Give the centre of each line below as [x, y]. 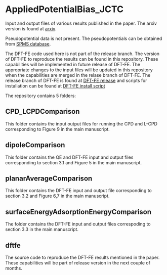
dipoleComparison [35, 145]
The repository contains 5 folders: [40, 96]
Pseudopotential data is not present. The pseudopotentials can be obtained [84, 38]
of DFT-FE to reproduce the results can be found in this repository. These [82, 59]
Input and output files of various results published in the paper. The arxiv [81, 23]
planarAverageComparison [49, 178]
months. [14, 268]
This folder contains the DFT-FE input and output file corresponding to [78, 191]
